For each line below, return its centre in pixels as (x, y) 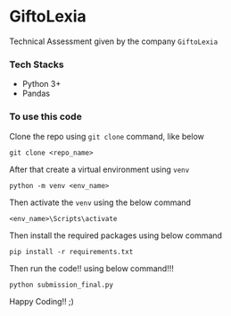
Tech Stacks (37, 64)
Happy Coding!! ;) (41, 301)
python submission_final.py (62, 285)
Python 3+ (41, 84)
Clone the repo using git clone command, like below (107, 136)
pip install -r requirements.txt (71, 252)
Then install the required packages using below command (116, 235)
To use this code (45, 116)
